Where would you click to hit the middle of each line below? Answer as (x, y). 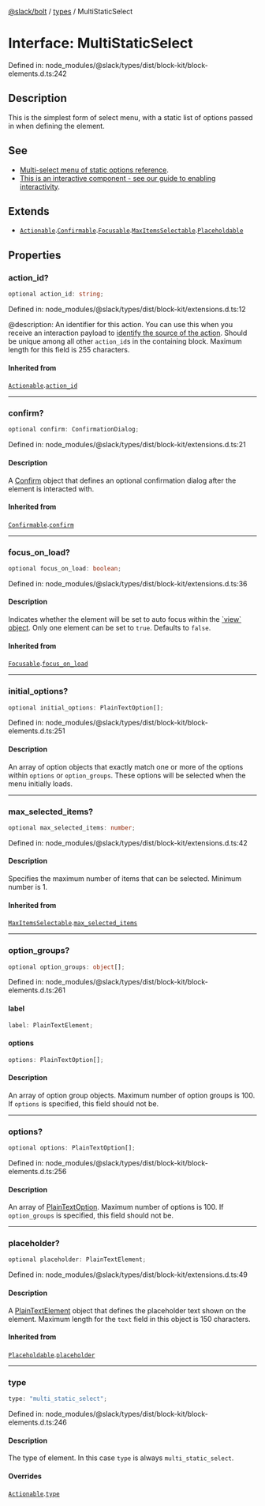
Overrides (25, 1476)
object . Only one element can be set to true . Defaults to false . (110, 628)
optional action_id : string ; (56, 294)
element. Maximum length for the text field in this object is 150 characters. (129, 1319)
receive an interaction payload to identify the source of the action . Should (128, 333)
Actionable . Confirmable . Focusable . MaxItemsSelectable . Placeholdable (131, 230)
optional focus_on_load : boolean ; (65, 569)
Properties (35, 255)
